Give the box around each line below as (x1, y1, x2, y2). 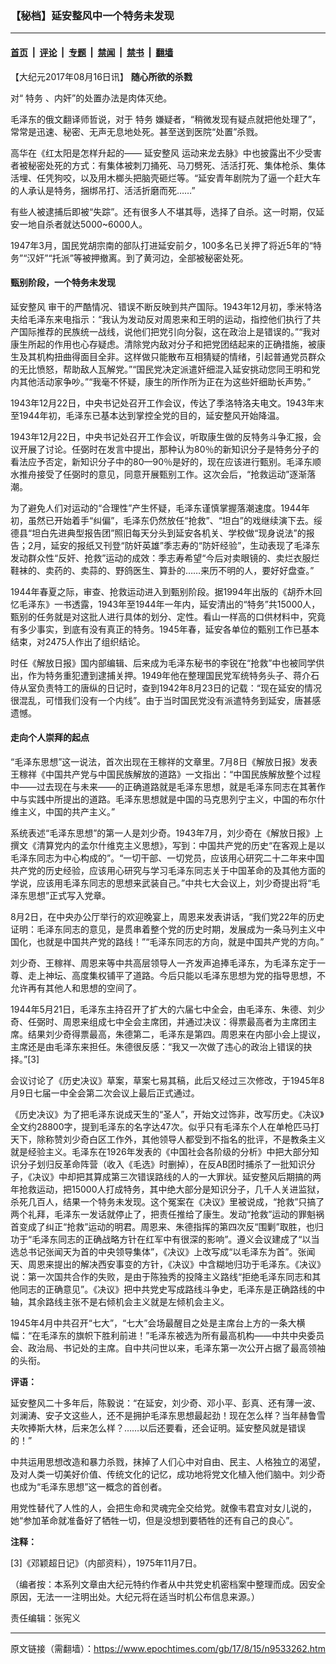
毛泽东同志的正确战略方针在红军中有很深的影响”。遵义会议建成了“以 (31, 1233, 312, 1245)
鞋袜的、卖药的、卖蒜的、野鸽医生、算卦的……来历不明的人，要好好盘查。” (10, 564, 315, 576)
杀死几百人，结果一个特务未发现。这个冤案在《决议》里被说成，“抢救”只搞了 (10, 1195, 325, 1207)
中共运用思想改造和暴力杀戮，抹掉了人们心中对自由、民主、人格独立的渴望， (10, 1455, 326, 1467)
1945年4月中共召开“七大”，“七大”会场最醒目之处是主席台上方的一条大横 (10, 1317, 306, 1329)
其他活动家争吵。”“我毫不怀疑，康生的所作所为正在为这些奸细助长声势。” (18, 375, 312, 387)
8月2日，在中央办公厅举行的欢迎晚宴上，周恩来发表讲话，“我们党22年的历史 (10, 910, 325, 922)
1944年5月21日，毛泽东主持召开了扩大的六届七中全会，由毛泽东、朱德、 (10, 1003, 308, 1015)
